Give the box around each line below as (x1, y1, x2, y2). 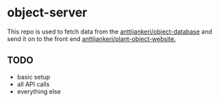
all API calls (16, 80, 50, 88)
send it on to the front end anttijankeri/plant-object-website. (7, 34, 176, 42)
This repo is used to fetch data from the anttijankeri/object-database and (7, 27, 212, 36)
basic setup (16, 73, 51, 81)
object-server (7, 5, 88, 21)
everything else (16, 87, 62, 95)
